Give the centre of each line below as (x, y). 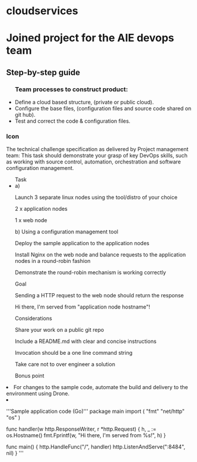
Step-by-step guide (43, 72)
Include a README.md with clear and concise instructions (85, 341)
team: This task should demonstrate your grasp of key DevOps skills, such (97, 156)
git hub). (25, 115)
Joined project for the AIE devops (90, 38)
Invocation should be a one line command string (73, 353)
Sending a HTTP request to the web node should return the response (99, 296)
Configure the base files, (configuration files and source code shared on (103, 108)
